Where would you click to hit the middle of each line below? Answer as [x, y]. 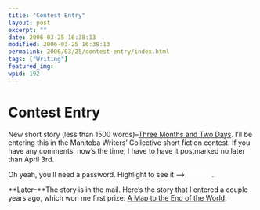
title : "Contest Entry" [47, 15]
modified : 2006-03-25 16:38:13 [59, 45]
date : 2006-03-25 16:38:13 [52, 37]
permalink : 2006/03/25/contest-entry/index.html [89, 52]
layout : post [29, 23]
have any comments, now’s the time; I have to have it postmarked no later [126, 150]
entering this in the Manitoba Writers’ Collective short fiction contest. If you [129, 143]
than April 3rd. [31, 159]
